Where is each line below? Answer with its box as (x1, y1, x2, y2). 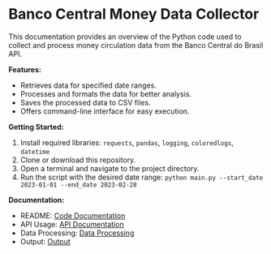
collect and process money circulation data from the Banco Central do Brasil (8, 40, 264, 50)
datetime (19, 148, 50, 156)
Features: (8, 64, 42, 74)
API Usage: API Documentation (19, 219, 124, 229)
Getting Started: (8, 122, 64, 131)
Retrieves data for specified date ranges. (19, 80, 157, 90)
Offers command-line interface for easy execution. (19, 106, 190, 116)
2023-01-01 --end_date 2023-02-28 (19, 180, 137, 189)
